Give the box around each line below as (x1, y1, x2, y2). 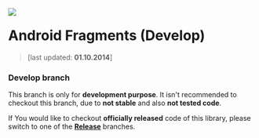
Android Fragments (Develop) (8, 27, 206, 45)
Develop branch (8, 72, 71, 83)
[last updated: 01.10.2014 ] (27, 53, 113, 62)
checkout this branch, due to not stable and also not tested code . (8, 98, 222, 108)
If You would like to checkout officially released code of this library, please (8, 114, 251, 123)
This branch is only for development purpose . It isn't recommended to (8, 90, 237, 100)
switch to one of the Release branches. (8, 122, 136, 132)
